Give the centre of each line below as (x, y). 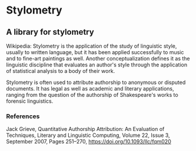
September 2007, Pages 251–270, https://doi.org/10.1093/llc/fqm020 (89, 142)
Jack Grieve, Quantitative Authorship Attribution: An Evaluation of (85, 129)
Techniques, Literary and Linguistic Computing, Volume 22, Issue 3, (88, 135)
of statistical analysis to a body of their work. (61, 71)
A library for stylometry (50, 32)
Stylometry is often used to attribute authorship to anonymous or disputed (96, 82)
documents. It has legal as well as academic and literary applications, (90, 88)
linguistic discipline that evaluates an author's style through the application (97, 65)
